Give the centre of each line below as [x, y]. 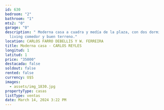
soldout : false [20, 69]
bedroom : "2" [18, 14]
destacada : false [23, 64]
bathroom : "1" [20, 18]
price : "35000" [20, 59]
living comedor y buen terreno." [43, 37]
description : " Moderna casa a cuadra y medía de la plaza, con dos [76, 32]
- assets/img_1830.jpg [32, 86]
